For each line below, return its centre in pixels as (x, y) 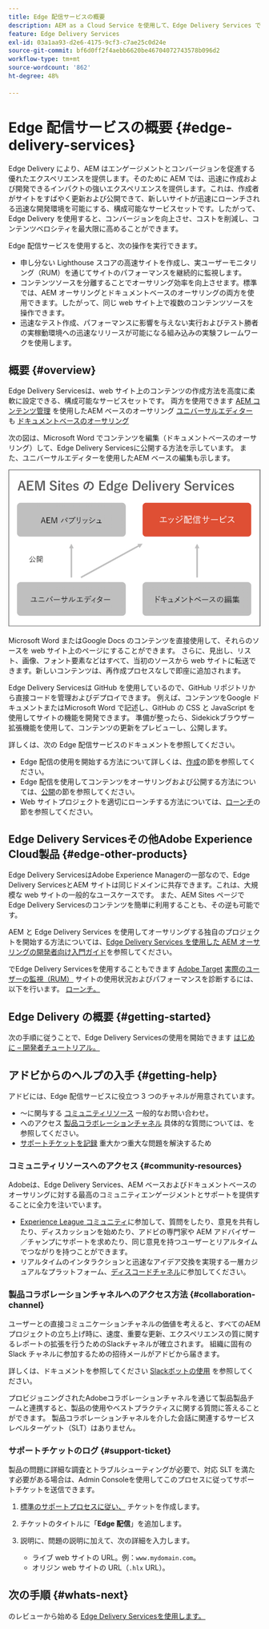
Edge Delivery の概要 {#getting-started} (110, 1017)
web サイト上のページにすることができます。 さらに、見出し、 (134, 650)
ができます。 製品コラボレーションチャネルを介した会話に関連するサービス (132, 1418)
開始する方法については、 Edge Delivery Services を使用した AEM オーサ (141, 942)
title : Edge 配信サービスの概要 (57, 17)
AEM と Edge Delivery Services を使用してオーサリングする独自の (117, 932)
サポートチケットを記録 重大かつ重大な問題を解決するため (116, 1143)
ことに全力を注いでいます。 (60, 1205)
